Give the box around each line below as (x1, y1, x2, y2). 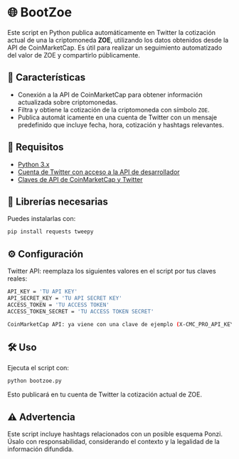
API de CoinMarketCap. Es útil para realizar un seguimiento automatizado (7, 43, 223, 52)
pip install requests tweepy (7, 228, 94, 235)
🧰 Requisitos (7, 141, 64, 153)
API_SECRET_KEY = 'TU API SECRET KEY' (7, 294, 122, 302)
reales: (7, 274, 28, 283)
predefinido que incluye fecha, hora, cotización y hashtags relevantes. (17, 120, 224, 129)
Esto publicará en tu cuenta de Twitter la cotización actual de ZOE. (7, 390, 203, 399)
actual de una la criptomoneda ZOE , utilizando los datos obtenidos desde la (7, 36, 229, 44)
